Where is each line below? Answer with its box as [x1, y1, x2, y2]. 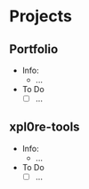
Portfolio [9, 42, 59, 57]
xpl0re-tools [9, 120, 80, 135]
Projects [9, 6, 73, 27]
